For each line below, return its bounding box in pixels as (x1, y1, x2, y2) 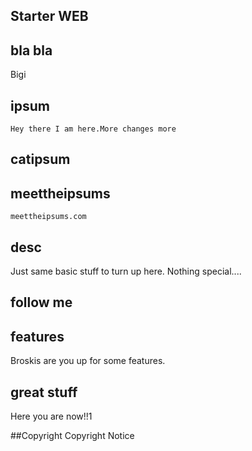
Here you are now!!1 (10, 410, 93, 423)
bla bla (10, 42, 53, 59)
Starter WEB (10, 8, 89, 25)
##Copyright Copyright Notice (10, 430, 135, 442)
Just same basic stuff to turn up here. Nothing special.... (10, 265, 242, 278)
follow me (10, 294, 73, 311)
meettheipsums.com (10, 212, 87, 222)
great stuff (10, 384, 78, 401)
